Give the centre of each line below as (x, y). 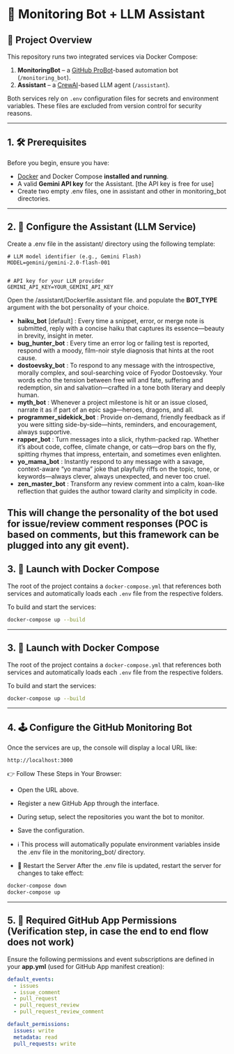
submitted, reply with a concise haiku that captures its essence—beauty (121, 328)
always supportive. (44, 432)
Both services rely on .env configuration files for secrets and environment (113, 98)
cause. (27, 357)
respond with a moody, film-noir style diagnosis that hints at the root (115, 350)
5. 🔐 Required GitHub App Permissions (92, 921)
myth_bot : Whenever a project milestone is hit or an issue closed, (112, 402)
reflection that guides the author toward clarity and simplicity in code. (117, 491)
